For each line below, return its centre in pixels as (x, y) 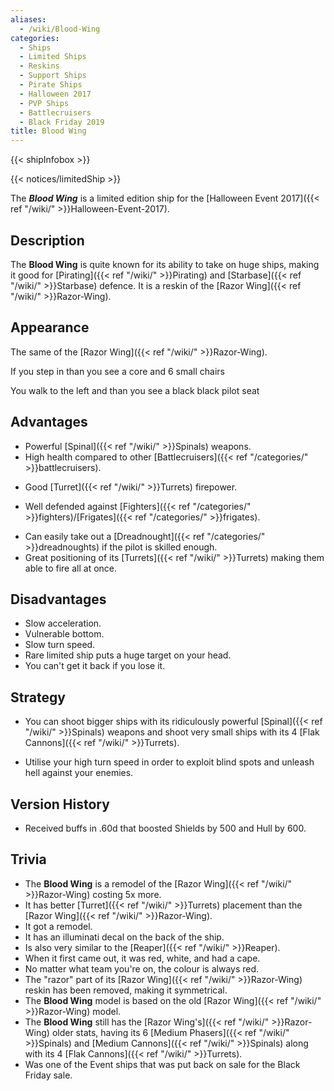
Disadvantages (58, 599)
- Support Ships (53, 76)
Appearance (50, 327)
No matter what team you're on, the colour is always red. (142, 968)
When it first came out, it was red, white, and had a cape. (142, 958)
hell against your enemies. (79, 773)
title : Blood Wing (48, 131)
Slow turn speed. (60, 645)
